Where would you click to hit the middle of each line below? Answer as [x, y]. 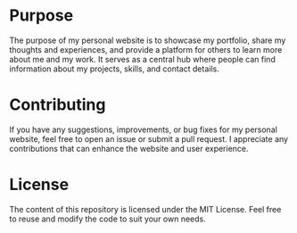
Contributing [58, 105]
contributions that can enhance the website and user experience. [129, 148]
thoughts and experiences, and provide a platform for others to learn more [146, 49]
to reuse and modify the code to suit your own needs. [108, 219]
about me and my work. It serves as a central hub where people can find [143, 59]
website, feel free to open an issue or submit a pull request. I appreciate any [148, 138]
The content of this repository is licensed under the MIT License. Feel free [145, 209]
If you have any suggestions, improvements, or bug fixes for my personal [144, 129]
